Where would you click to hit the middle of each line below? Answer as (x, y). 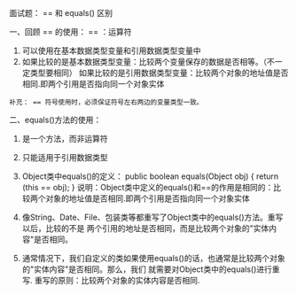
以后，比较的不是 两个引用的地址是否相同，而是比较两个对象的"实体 (145, 228)
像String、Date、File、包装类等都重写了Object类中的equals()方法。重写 (152, 217)
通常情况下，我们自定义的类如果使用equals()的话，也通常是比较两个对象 (153, 258)
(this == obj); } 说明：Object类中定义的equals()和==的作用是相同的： (148, 187)
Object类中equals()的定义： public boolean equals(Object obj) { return (150, 176)
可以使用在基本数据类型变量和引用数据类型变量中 (111, 50)
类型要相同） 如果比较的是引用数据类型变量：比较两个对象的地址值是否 (159, 73)
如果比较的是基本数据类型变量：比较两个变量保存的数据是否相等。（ (145, 62)
